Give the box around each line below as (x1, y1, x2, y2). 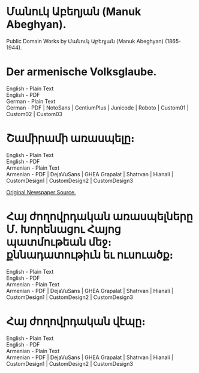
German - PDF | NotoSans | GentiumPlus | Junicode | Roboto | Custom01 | (6, 104, 189, 111)
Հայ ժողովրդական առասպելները (6, 210, 194, 223)
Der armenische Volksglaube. (6, 65, 157, 79)
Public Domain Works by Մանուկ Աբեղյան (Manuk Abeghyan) (6, 37, 164, 45)
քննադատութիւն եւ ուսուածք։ (6, 248, 173, 262)
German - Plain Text (6, 97, 56, 105)
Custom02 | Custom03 (6, 110, 63, 117)
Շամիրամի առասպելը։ (6, 132, 135, 146)
